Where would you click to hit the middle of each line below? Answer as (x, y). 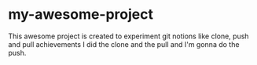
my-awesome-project (81, 14)
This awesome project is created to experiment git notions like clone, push (128, 36)
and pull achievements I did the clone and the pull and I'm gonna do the (124, 44)
